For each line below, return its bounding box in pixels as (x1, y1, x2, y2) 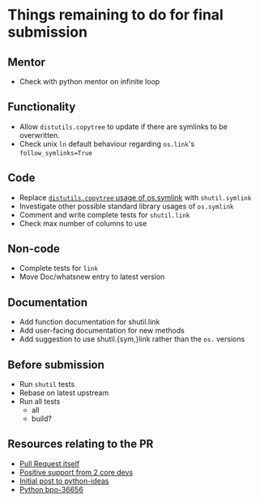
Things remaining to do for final (7, 6, 224, 24)
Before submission (7, 358, 104, 371)
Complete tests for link (19, 264, 99, 273)
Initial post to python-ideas (19, 476, 109, 486)
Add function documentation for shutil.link (19, 317, 160, 327)
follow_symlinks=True (19, 148, 92, 157)
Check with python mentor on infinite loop (19, 77, 160, 86)
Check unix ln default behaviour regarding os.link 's (19, 139, 195, 148)
